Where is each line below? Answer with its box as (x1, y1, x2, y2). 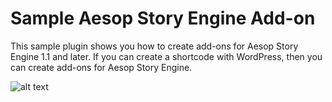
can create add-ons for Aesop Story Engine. (10, 61, 193, 73)
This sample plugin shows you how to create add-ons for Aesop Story (10, 40, 299, 52)
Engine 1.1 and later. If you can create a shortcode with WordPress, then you (10, 50, 323, 62)
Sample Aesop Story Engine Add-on (10, 7, 316, 30)
